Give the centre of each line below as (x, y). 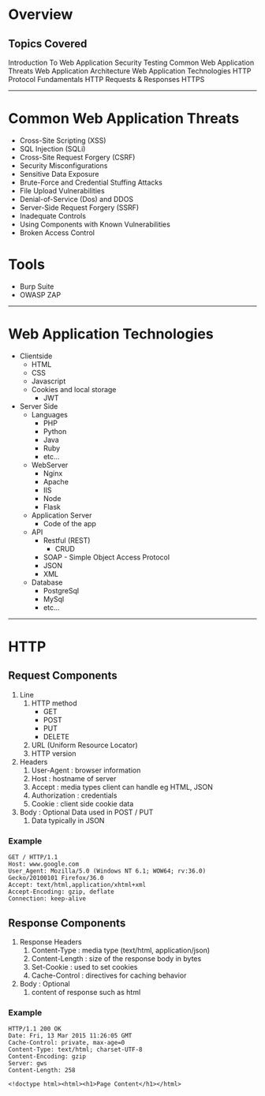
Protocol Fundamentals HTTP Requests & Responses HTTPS (106, 79)
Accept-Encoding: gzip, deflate (61, 892)
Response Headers (50, 941)
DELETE (56, 736)
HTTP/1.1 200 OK (35, 1029)
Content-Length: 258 (42, 1071)
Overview (41, 15)
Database (47, 582)
